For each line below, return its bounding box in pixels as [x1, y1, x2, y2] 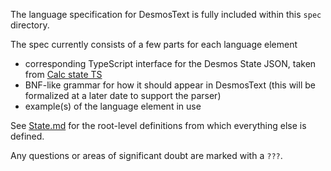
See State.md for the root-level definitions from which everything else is [10, 120, 307, 131]
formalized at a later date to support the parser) [24, 90, 222, 101]
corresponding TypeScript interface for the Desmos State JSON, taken [24, 58, 317, 69]
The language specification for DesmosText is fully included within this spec [10, 9, 322, 20]
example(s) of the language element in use [24, 100, 202, 112]
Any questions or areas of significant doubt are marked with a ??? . [10, 150, 283, 161]
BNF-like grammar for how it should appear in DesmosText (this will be [24, 79, 316, 91]
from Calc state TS [24, 69, 103, 80]
